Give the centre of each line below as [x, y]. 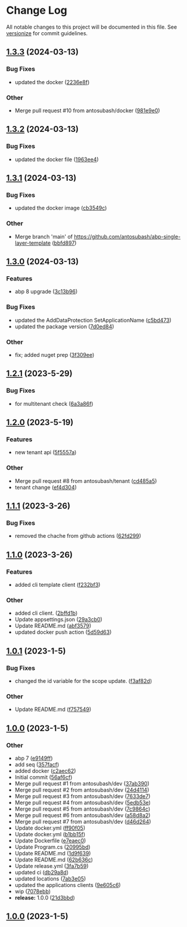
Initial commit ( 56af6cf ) [43, 777]
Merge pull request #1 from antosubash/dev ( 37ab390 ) [82, 783]
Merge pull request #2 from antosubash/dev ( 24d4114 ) [82, 790]
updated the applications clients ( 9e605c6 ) [68, 885]
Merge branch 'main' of [44, 236]
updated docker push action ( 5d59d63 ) [63, 632]
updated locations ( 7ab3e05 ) [50, 879]
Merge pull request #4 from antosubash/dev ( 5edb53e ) [82, 802]
